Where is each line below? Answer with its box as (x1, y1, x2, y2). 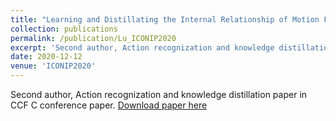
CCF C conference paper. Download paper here (10, 99, 208, 111)
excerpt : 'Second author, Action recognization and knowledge (10, 42, 275, 53)
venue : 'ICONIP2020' (10, 61, 97, 71)
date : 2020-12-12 (10, 52, 83, 62)
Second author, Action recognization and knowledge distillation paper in (10, 89, 308, 100)
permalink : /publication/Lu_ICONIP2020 (10, 33, 177, 43)
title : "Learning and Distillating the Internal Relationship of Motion (10, 14, 320, 25)
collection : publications (10, 24, 118, 34)
